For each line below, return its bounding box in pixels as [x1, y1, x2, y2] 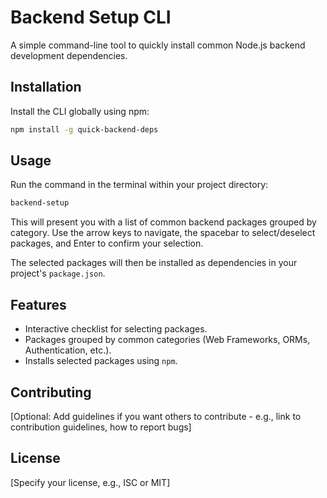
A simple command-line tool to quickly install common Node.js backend [10, 39, 306, 51]
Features [10, 296, 67, 313]
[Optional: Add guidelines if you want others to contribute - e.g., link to [10, 410, 302, 422]
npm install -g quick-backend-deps [10, 124, 159, 135]
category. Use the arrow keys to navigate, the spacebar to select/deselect [10, 227, 316, 239]
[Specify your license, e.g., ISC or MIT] [10, 476, 171, 488]
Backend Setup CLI [10, 6, 172, 29]
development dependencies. [10, 49, 128, 61]
